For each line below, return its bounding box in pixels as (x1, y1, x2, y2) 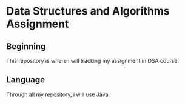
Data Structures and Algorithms (6, 4, 170, 18)
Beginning (6, 41, 46, 51)
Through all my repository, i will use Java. (6, 91, 110, 98)
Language (6, 74, 45, 85)
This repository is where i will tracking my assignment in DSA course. (6, 57, 180, 64)
